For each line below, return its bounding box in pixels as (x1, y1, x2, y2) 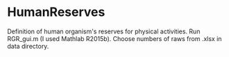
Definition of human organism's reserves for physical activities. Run (7, 27, 201, 35)
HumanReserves (7, 4, 105, 20)
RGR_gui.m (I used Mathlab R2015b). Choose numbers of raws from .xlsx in (7, 34, 222, 42)
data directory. (7, 42, 49, 50)
